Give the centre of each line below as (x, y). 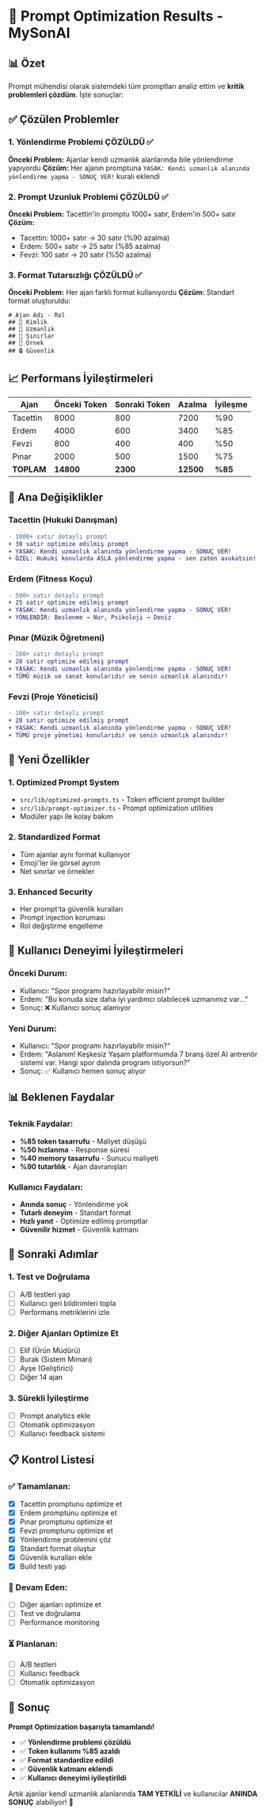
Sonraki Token (142, 405)
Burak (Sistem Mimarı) (56, 1359)
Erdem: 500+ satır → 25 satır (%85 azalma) (90, 246)
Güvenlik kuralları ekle (56, 1557)
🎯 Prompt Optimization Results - (116, 16)
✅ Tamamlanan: (40, 1487)
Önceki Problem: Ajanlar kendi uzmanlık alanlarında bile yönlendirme (121, 159)
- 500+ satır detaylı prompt (56, 595)
